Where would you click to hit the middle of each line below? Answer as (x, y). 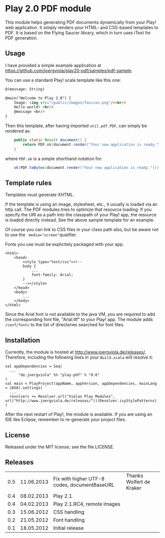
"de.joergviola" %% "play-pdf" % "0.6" (59, 375)
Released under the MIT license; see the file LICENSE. (60, 447)
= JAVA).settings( (24, 388)
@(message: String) (25, 89)
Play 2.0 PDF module (48, 9)
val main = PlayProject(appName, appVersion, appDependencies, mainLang (81, 384)
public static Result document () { (50, 140)
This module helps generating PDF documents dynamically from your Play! (81, 22)
